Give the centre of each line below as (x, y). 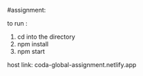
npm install (33, 44)
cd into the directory (46, 37)
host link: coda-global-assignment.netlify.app (72, 65)
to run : (17, 23)
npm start (31, 51)
